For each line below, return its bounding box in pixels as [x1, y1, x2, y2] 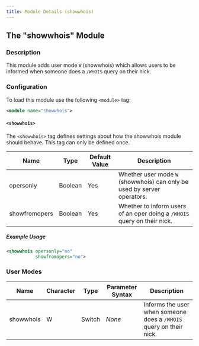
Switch [81, 315, 101, 323]
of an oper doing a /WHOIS [118, 209, 190, 218]
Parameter [106, 283, 137, 291]
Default [89, 153, 111, 161]
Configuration [6, 83, 47, 91]
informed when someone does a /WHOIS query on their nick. [6, 68, 152, 75]
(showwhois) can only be [118, 177, 189, 186]
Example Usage [6, 233, 46, 240]
